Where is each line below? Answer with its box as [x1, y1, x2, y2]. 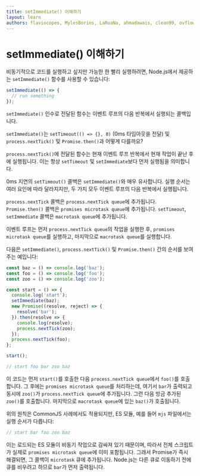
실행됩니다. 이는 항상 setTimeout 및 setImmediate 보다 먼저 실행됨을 [12, 157, 170, 164]
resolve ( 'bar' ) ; [17, 309, 58, 315]
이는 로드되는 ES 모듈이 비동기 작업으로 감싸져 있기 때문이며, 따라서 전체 [6, 441, 173, 448]
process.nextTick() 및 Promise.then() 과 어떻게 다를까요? [6, 138, 143, 145]
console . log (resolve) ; [17, 320, 73, 326]
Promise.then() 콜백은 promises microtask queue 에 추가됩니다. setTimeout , [6, 205, 186, 212]
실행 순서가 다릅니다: [6, 418, 54, 425]
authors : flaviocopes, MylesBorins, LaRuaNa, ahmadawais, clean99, [6, 20, 177, 26]
